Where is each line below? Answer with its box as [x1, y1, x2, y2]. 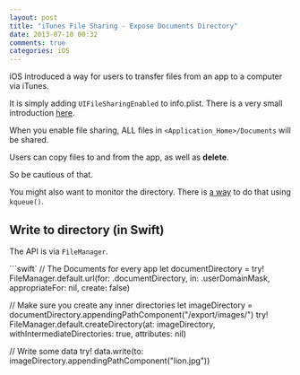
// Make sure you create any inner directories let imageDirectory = [9, 300, 253, 310]
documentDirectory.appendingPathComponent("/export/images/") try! [9, 309, 269, 319]
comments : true [9, 38, 66, 48]
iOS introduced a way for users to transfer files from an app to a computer [9, 71, 283, 82]
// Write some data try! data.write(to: [9, 345, 144, 356]
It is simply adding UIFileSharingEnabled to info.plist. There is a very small [9, 98, 283, 109]
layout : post [9, 13, 58, 22]
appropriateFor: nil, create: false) [9, 282, 131, 292]
